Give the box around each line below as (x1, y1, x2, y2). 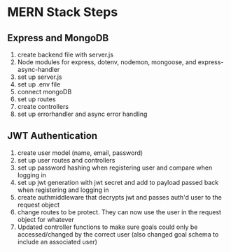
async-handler (17, 66, 60, 73)
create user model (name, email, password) (17, 148, 143, 157)
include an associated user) (17, 237, 98, 246)
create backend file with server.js (17, 50, 114, 59)
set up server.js (17, 73, 62, 81)
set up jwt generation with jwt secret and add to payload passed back (17, 178, 219, 186)
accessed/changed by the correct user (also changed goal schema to (17, 230, 219, 238)
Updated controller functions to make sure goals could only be (17, 223, 198, 231)
